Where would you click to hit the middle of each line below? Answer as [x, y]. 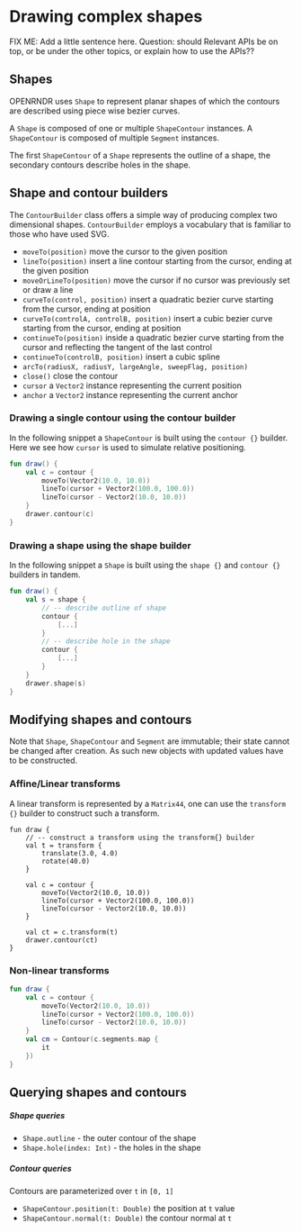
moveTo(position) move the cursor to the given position [124, 251]
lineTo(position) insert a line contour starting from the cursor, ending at [157, 261]
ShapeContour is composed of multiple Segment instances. [115, 138]
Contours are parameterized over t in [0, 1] [92, 1191]
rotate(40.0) [66, 861]
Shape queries [37, 1115]
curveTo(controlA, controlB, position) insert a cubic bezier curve [147, 318]
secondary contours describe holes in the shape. [100, 165]
